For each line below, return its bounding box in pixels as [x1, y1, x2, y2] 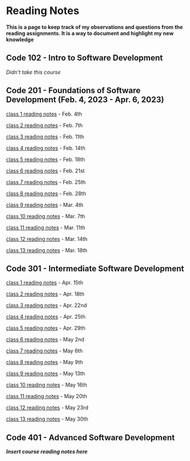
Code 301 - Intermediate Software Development [6, 263, 185, 273]
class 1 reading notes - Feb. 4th [6, 110, 82, 117]
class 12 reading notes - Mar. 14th [6, 235, 88, 242]
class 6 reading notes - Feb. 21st [6, 167, 85, 174]
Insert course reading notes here [6, 448, 88, 455]
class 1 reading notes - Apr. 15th [6, 279, 83, 286]
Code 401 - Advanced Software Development [6, 432, 175, 442]
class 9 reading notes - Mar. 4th [6, 201, 84, 208]
